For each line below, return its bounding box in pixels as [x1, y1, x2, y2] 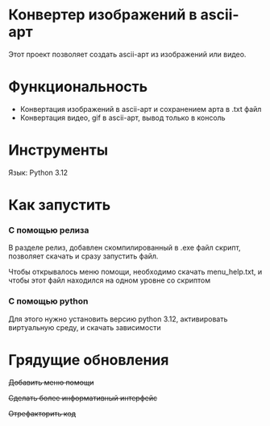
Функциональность [8, 78, 148, 96]
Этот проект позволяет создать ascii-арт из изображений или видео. [8, 49, 247, 59]
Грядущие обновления [8, 350, 169, 369]
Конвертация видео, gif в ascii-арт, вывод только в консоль [19, 113, 226, 122]
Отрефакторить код [8, 408, 77, 418]
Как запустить [8, 196, 111, 214]
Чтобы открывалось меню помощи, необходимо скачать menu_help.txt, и [8, 267, 263, 277]
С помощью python [8, 296, 89, 307]
